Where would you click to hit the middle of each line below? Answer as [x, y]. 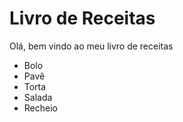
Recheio [40, 108]
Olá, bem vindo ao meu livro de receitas [91, 46]
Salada [38, 97]
